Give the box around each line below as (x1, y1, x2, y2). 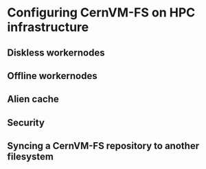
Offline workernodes (7, 70, 98, 82)
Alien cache (7, 93, 60, 105)
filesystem (7, 151, 54, 163)
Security (7, 117, 45, 128)
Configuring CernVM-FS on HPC (7, 5, 196, 21)
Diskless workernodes (7, 47, 105, 58)
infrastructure (7, 19, 89, 35)
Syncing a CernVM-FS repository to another (7, 140, 200, 152)
